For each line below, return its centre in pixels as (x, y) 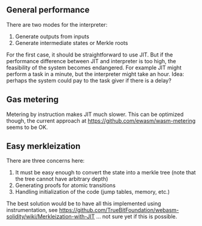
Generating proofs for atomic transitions (65, 185)
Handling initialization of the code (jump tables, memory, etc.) (92, 192)
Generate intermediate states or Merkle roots (71, 43)
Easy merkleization (44, 146)
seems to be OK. (27, 127)
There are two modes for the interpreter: (57, 24)
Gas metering (33, 100)
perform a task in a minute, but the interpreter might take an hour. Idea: (95, 74)
